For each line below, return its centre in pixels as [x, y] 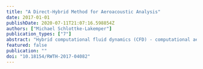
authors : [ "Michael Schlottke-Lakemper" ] [59, 28]
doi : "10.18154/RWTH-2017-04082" [48, 56]
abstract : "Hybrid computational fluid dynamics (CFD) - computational [98, 40]
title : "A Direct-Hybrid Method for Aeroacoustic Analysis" [84, 12]
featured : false [27, 46]
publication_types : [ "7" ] [39, 34]
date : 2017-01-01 [28, 17]
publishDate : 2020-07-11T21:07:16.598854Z [60, 23]
